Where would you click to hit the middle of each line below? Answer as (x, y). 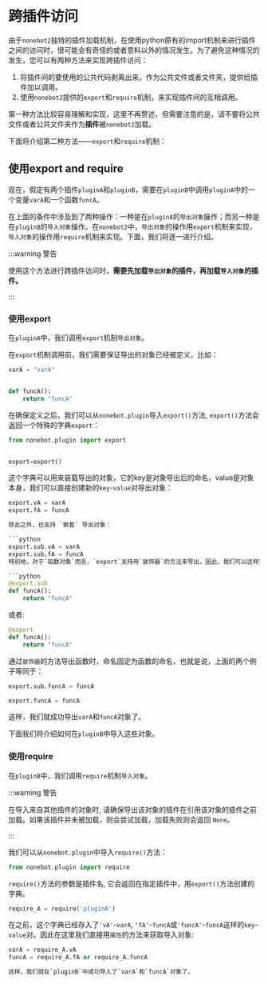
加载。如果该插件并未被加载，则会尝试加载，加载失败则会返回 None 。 (121, 819)
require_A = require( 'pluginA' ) (62, 909)
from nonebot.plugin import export (67, 440)
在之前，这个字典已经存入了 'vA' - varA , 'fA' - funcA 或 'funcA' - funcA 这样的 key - (133, 925)
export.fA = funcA (39, 510)
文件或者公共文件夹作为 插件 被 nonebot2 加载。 (82, 124)
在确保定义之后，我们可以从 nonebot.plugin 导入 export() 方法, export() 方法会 (134, 415)
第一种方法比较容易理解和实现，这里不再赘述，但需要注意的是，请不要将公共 (134, 114)
